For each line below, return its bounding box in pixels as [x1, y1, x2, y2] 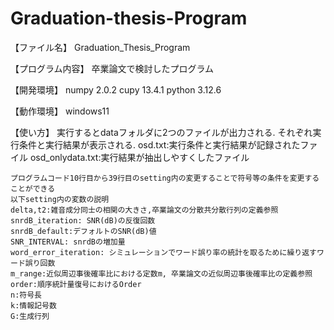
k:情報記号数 [10, 300, 57, 311]
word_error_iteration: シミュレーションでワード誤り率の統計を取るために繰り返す [10, 247, 317, 257]
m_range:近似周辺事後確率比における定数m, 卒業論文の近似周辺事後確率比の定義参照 [10, 268, 313, 279]
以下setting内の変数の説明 [10, 194, 110, 204]
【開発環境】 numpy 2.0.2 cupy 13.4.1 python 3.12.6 [10, 83, 222, 96]
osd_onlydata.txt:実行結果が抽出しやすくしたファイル [29, 151, 250, 163]
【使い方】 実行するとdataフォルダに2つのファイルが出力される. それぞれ [10, 126, 313, 138]
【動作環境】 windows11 [10, 105, 110, 117]
